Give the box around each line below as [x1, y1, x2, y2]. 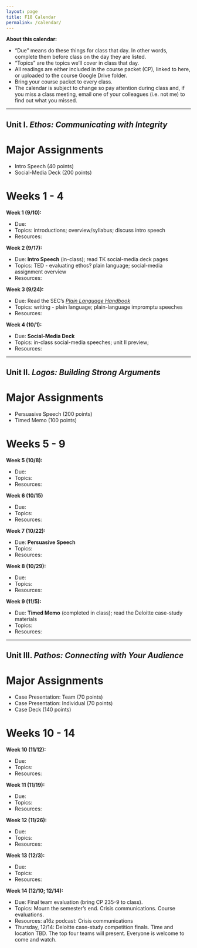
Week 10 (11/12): [6, 746, 46, 753]
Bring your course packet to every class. [14, 78, 113, 85]
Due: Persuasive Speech [14, 539, 76, 546]
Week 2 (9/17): [6, 244, 43, 251]
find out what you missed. [14, 97, 77, 104]
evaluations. [14, 911, 44, 918]
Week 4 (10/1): [6, 321, 42, 328]
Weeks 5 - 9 [6, 438, 66, 450]
